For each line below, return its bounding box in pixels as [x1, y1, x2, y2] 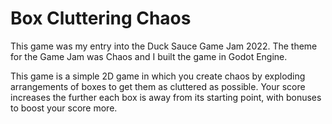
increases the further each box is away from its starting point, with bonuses [10, 91, 322, 103]
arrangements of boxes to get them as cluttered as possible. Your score [10, 80, 306, 92]
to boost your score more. [10, 102, 118, 114]
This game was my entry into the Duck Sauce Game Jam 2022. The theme [10, 40, 318, 52]
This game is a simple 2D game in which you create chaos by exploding [10, 70, 306, 82]
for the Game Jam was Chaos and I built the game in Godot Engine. [10, 50, 288, 62]
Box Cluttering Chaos [10, 7, 192, 30]
